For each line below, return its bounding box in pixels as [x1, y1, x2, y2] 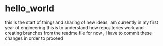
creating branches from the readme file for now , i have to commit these [5, 30, 152, 36]
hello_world [5, 3, 54, 14]
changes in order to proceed [5, 35, 63, 41]
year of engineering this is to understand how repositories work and [5, 24, 144, 30]
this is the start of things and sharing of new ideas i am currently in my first [5, 19, 159, 25]
